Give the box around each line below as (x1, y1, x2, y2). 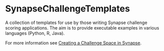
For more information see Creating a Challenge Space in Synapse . (5, 39, 142, 45)
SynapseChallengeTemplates (5, 3, 130, 14)
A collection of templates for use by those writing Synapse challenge (5, 19, 147, 25)
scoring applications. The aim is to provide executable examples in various (5, 24, 159, 30)
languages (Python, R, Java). (5, 30, 65, 36)
